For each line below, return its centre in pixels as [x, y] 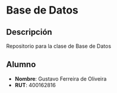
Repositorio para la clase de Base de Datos [59, 46]
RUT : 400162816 [35, 85]
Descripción [29, 32]
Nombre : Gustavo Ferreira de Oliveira [61, 79]
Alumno [21, 64]
